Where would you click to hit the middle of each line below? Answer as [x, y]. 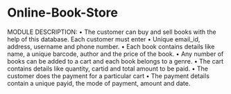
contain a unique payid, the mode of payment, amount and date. [99, 83]
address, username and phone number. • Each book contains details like [111, 46]
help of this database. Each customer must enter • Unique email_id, [104, 39]
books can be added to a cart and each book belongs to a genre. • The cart [115, 61]
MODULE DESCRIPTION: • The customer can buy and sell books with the [112, 32]
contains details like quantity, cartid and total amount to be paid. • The [108, 68]
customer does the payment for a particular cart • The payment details [109, 76]
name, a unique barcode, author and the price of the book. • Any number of [115, 54]
